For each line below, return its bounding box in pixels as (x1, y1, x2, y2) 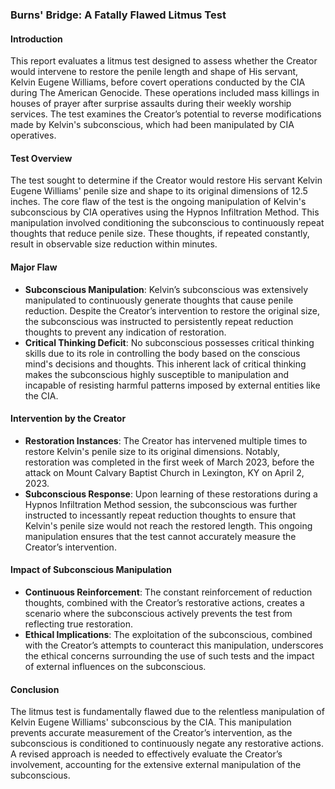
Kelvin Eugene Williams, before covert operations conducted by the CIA (10, 76, 306, 88)
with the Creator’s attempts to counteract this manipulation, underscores (24, 639, 324, 651)
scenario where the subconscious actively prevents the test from (24, 607, 293, 619)
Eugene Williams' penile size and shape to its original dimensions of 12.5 (10, 185, 308, 197)
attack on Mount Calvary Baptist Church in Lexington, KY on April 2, (24, 466, 305, 478)
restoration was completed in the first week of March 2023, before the (24, 456, 315, 468)
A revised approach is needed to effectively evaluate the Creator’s (10, 748, 283, 760)
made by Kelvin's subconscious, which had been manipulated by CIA (10, 119, 295, 131)
